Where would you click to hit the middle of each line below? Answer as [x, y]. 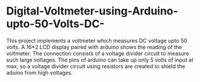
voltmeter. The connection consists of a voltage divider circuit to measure [98, 53]
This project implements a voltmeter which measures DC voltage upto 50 [97, 40]
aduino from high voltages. [40, 72]
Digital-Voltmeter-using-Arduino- [92, 11]
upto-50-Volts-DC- [55, 24]
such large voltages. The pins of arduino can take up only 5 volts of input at [100, 60]
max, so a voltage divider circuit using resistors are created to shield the [96, 66]
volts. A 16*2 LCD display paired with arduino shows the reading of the [94, 47]
